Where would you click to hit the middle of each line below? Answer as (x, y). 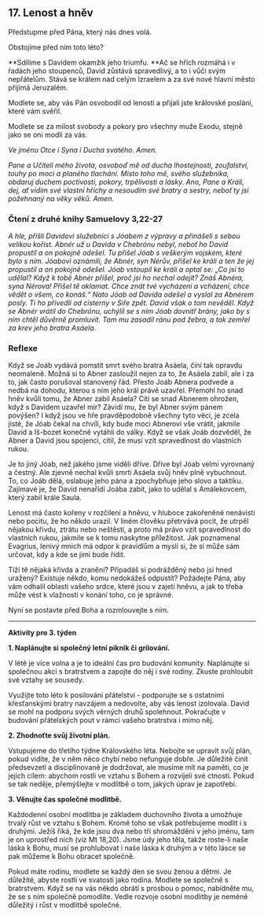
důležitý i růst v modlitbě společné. (65, 905)
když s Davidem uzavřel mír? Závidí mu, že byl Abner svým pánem (115, 407)
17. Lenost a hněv (51, 13)
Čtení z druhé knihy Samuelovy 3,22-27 (86, 219)
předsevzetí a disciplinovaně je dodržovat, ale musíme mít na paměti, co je (128, 768)
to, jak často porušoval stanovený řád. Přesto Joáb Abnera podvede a (121, 382)
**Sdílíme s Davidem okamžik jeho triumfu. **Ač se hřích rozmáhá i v (122, 62)
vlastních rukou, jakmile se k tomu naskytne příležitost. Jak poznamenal (125, 538)
